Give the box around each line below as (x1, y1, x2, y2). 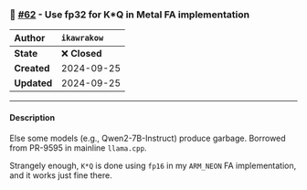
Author (14, 32, 46, 45)
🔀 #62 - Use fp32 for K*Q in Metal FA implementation (9, 8, 249, 21)
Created (14, 62, 50, 75)
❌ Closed (60, 47, 102, 60)
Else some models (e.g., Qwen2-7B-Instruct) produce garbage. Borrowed (9, 132, 286, 143)
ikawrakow (60, 33, 104, 44)
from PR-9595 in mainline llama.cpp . (9, 142, 148, 153)
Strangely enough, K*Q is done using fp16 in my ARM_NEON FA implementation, (9, 160, 297, 171)
